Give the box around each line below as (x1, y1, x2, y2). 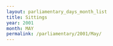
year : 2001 (6, 20, 34, 26)
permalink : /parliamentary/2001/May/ (6, 31, 102, 37)
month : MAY (6, 25, 34, 32)
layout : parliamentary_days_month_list (6, 8, 108, 15)
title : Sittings (6, 14, 47, 20)
